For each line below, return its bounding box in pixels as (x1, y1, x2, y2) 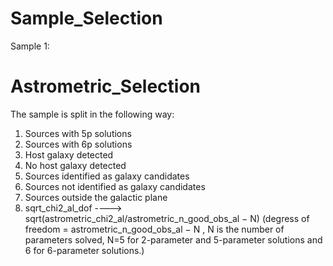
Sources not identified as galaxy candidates (24, 180, 206, 192)
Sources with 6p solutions (24, 138, 133, 150)
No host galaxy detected (24, 159, 127, 171)
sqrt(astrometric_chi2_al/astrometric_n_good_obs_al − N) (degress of (24, 212, 310, 224)
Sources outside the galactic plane (24, 191, 168, 203)
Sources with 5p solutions (24, 127, 132, 139)
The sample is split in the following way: (10, 108, 175, 120)
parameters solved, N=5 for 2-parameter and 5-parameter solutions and (24, 233, 323, 246)
